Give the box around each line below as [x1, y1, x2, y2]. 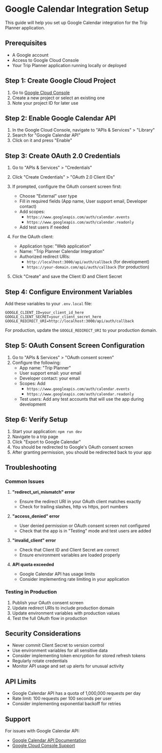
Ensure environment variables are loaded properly [19, 552, 121, 558]
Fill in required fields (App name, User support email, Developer [19, 198, 148, 204]
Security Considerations [5, 630, 81, 638]
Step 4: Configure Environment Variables [5, 288, 133, 296]
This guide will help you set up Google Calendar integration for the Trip [5, 20, 148, 25]
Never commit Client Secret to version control [12, 642, 104, 648]
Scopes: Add [19, 380, 45, 386]
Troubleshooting [5, 463, 57, 472]
